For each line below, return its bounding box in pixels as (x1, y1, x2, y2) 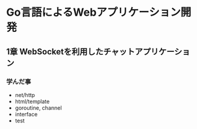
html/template (14, 98, 50, 105)
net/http (14, 91, 35, 98)
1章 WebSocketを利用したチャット (6, 46, 136, 57)
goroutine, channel (14, 104, 62, 112)
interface (14, 110, 38, 118)
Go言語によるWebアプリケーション (6, 5, 181, 19)
